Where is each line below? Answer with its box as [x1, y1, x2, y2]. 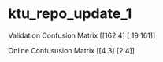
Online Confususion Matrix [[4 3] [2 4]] [8, 46, 135, 55]
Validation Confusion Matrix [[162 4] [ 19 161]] [8, 31, 156, 40]
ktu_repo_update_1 [8, 5, 132, 23]
